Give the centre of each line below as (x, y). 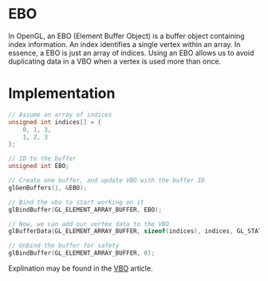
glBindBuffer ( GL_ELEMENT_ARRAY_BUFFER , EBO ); (85, 209)
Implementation (62, 94)
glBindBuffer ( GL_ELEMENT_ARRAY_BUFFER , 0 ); (82, 253)
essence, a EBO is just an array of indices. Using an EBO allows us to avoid (131, 53)
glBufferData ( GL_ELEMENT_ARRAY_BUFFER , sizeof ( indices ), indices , (121, 232)
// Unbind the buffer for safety (64, 246)
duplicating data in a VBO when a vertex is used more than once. (115, 61)
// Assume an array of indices (60, 115)
